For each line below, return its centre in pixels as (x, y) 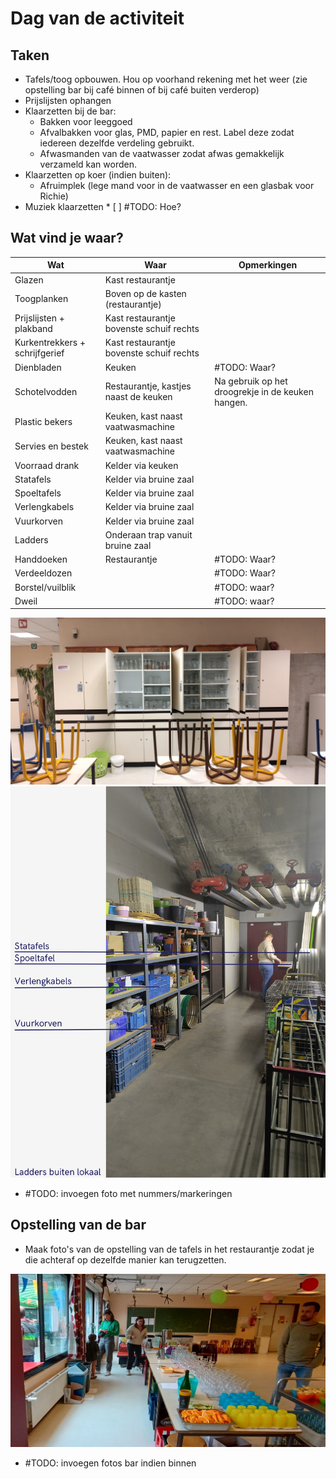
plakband (33, 329)
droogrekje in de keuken (264, 391)
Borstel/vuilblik (45, 587)
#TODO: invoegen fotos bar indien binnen (110, 1463)
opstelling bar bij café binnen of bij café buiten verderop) (142, 90)
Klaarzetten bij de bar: (70, 111)
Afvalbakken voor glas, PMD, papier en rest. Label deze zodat (167, 132)
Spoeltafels (38, 493)
